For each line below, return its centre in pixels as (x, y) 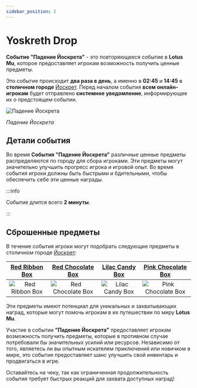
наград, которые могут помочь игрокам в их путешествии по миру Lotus (98, 312)
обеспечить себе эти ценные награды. (55, 180)
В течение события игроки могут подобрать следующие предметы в (93, 247)
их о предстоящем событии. (42, 99)
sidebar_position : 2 (31, 11)
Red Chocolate (73, 267)
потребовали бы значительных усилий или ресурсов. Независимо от (93, 343)
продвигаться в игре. (33, 361)
